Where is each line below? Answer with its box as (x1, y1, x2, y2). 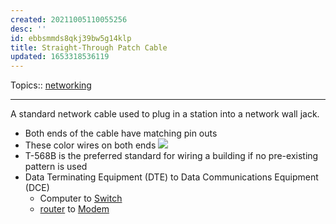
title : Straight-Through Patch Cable (10, 42, 168, 53)
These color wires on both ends (24, 139, 157, 151)
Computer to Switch (39, 192, 123, 205)
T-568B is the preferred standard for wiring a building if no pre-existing (24, 150, 319, 162)
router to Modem (39, 203, 110, 215)
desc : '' (10, 24, 47, 34)
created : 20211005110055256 (10, 14, 128, 25)
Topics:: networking (10, 79, 92, 91)
